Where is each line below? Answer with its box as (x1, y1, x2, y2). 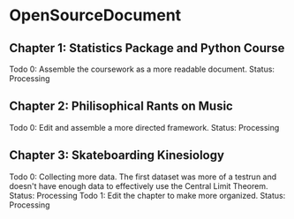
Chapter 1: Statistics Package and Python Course (9, 41, 285, 56)
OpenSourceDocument (9, 5, 182, 26)
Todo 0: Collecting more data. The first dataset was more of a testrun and (9, 171, 277, 182)
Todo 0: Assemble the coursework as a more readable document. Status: (9, 64, 275, 74)
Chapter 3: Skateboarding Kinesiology (9, 147, 225, 163)
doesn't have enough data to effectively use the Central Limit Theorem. (9, 180, 268, 191)
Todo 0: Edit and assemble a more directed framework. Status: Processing (9, 122, 280, 132)
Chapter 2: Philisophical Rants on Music (9, 99, 234, 114)
